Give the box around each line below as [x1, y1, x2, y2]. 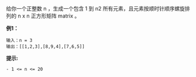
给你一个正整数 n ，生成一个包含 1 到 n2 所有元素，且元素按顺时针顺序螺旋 [6, 5, 185, 12]
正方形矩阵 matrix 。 [30, 12, 80, 19]
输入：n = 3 [6, 37, 33, 43]
